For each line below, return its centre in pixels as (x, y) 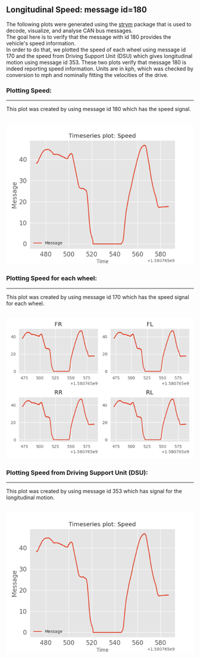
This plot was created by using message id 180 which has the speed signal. (99, 109)
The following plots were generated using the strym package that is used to (99, 24)
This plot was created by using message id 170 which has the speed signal (98, 297)
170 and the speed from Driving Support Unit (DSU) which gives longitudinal (99, 56)
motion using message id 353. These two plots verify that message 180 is (96, 62)
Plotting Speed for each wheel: (51, 278)
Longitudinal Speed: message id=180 (76, 10)
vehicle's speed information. (41, 43)
